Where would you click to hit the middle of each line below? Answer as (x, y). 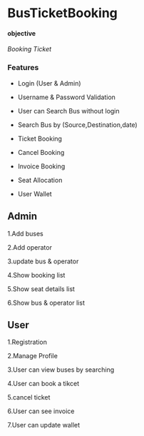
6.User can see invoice (41, 411)
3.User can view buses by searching (61, 370)
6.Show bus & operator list (46, 303)
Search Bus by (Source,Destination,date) (77, 125)
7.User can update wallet (44, 425)
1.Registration (27, 342)
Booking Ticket (30, 49)
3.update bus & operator (43, 261)
